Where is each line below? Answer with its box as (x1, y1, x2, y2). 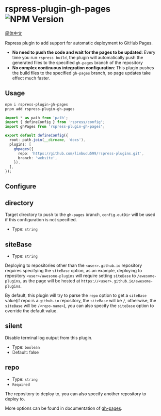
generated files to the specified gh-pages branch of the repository (12, 60, 143, 65)
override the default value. (5, 308, 58, 314)
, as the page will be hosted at (20, 278, 80, 284)
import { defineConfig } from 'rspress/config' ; (5, 120, 105, 124)
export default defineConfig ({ (5, 133, 68, 138)
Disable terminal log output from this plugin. (5, 335, 93, 340)
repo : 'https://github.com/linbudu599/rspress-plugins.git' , (17, 151, 145, 156)
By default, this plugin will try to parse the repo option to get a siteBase (5, 293, 147, 298)
